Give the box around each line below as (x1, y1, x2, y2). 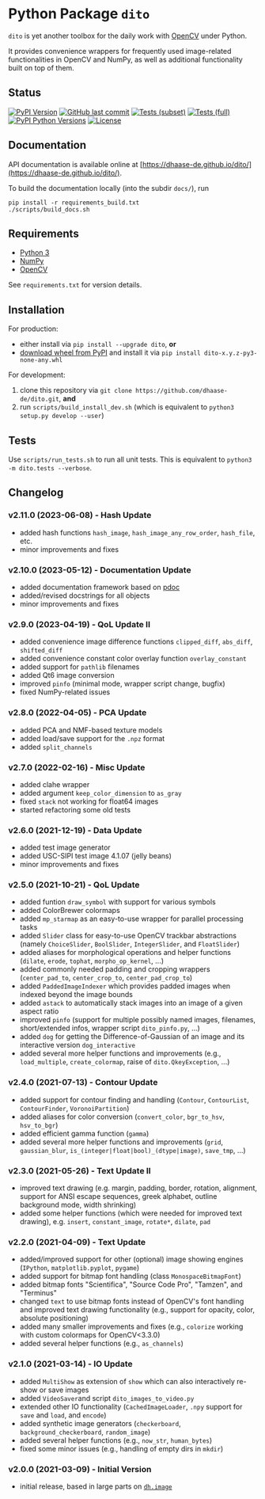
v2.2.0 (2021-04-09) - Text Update (8, 1236, 146, 1247)
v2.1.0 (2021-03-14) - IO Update (8, 1359, 133, 1370)
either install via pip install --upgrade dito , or (19, 340, 176, 349)
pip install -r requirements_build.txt (8, 199, 140, 207)
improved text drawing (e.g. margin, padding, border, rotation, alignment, (19, 1183, 258, 1193)
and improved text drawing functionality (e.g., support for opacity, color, (19, 1305, 256, 1314)
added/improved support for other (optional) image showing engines (19, 1254, 244, 1264)
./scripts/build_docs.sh (8, 205, 90, 214)
